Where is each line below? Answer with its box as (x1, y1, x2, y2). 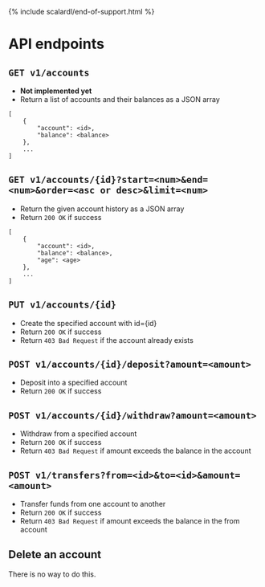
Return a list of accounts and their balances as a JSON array (19, 95, 221, 104)
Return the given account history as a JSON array (19, 204, 185, 214)
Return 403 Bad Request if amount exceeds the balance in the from (19, 516, 240, 526)
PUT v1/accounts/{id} (8, 299, 116, 311)
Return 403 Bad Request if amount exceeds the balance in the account (19, 446, 251, 456)
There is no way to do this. (8, 569, 96, 579)
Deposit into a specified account (19, 377, 128, 388)
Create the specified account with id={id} (19, 318, 157, 328)
